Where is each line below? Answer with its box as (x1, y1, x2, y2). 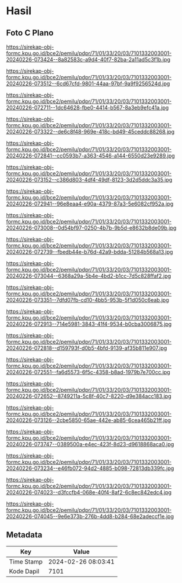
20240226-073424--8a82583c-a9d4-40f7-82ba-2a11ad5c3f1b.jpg (6, 56, 171, 63)
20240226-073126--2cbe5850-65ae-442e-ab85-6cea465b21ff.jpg (6, 417, 171, 424)
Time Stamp (9, 558, 43, 566)
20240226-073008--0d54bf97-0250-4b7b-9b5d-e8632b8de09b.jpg (6, 224, 177, 231)
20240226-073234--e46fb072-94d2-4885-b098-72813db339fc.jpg (6, 465, 174, 472)
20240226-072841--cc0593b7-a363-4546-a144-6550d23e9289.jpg (6, 152, 175, 159)
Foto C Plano (6, 28, 54, 38)
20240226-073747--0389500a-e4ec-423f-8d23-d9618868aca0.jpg (6, 441, 174, 447)
